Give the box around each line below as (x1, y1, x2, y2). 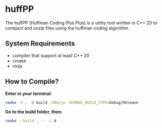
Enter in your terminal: (5, 90, 52, 96)
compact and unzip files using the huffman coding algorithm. (5, 25, 130, 31)
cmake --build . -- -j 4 (5, 119, 56, 124)
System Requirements (5, 40, 75, 48)
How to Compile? (5, 78, 59, 86)
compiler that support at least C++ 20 (12, 52, 90, 58)
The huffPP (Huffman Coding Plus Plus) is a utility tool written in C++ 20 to (5, 20, 158, 26)
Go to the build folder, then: (5, 109, 63, 115)
